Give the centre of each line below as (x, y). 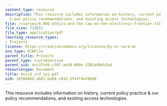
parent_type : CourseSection (34, 60)
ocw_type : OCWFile (24, 51)
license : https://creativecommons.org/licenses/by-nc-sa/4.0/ (71, 47)
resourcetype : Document (30, 70)
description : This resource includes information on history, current (80, 14)
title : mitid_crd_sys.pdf (32, 74)
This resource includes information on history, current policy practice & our (82, 93)
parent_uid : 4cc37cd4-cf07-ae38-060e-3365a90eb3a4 (59, 65)
